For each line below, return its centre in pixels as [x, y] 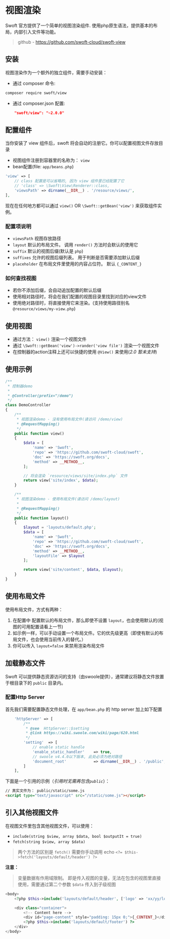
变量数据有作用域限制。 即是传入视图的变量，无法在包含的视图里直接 [89, 878]
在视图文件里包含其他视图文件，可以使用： [50, 826]
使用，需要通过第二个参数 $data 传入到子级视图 [67, 884]
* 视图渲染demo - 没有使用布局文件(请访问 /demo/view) [70, 419]
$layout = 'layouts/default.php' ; [60, 527]
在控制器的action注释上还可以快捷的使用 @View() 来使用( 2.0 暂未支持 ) [85, 352]
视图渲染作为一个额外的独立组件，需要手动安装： [56, 72]
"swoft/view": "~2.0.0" [39, 113]
